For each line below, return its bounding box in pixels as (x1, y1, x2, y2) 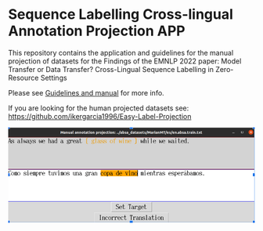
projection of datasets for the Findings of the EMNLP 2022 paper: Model (8, 56, 242, 66)
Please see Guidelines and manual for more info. (8, 88, 164, 97)
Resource (8, 73, 39, 82)
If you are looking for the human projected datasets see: (8, 103, 189, 113)
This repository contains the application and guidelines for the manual (8, 48, 234, 57)
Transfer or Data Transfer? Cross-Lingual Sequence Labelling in (8, 64, 214, 74)
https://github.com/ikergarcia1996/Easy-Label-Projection (8, 111, 192, 121)
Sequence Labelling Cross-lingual (8, 5, 233, 23)
